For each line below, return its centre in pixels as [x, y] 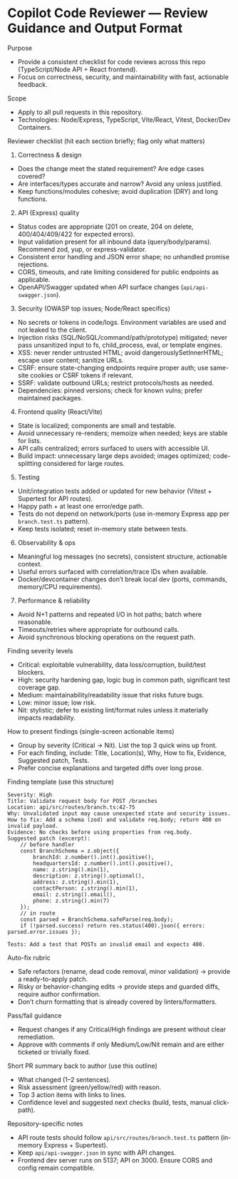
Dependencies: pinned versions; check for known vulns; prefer [110, 390]
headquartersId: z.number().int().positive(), [103, 863]
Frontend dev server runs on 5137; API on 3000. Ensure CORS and [115, 1160]
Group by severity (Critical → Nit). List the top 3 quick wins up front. [117, 745]
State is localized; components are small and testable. [97, 425]
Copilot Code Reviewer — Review [108, 13]
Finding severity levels [40, 650]
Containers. [35, 127]
